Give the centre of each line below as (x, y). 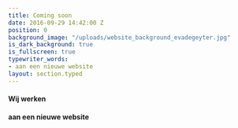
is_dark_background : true (50, 45)
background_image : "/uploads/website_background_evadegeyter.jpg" (119, 37)
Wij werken (27, 99)
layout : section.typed (45, 74)
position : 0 (28, 30)
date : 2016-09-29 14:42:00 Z (56, 23)
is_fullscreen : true (42, 52)
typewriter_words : (38, 60)
